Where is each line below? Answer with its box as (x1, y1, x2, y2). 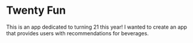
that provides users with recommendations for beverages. (6, 29, 149, 36)
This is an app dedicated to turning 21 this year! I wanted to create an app (6, 23, 187, 30)
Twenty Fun (6, 4, 66, 17)
